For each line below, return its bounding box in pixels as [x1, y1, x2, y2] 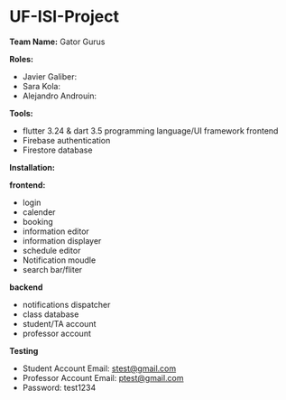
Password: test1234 [22, 382, 97, 393]
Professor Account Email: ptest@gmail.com [22, 372, 184, 383]
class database [22, 309, 79, 320]
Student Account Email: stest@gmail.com [22, 363, 177, 374]
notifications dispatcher [22, 299, 111, 310]
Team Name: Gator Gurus [9, 36, 106, 47]
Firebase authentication [22, 135, 111, 145]
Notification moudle [22, 255, 97, 265]
